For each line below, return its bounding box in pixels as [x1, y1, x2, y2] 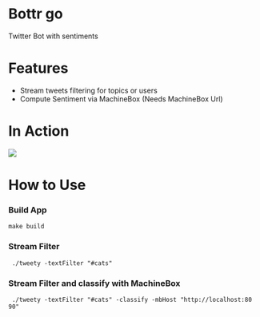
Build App [8, 204, 47, 216]
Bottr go [8, 5, 63, 23]
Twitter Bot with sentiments [8, 31, 98, 41]
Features [8, 59, 69, 77]
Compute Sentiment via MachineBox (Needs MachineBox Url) [19, 93, 223, 104]
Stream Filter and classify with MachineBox [8, 277, 181, 288]
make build [8, 223, 45, 231]
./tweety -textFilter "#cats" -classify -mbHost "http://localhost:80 [11, 295, 252, 303]
